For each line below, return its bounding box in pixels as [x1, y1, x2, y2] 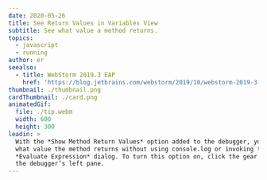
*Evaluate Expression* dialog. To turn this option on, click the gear [15, 152, 258, 160]
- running [15, 49, 48, 57]
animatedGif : [8, 100, 52, 108]
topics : [8, 33, 34, 42]
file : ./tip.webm [15, 108, 73, 116]
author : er [8, 57, 44, 65]
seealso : [8, 64, 37, 72]
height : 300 [15, 123, 56, 131]
